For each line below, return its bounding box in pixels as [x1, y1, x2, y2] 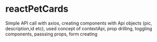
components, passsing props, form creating [5, 31, 98, 37]
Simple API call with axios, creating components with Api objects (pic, [5, 20, 152, 26]
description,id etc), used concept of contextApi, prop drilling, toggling [5, 25, 152, 31]
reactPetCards [5, 3, 69, 15]
